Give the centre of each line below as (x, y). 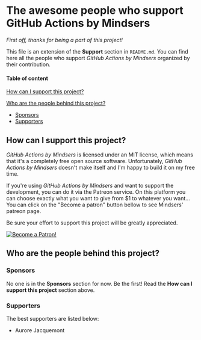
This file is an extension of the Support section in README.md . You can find (97, 51)
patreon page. (24, 211)
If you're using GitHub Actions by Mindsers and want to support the (90, 185)
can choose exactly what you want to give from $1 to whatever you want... (98, 198)
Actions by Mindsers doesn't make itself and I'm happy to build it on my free (101, 167)
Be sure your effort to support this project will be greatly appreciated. (92, 223)
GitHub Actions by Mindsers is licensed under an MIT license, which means (100, 155)
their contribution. (29, 64)
